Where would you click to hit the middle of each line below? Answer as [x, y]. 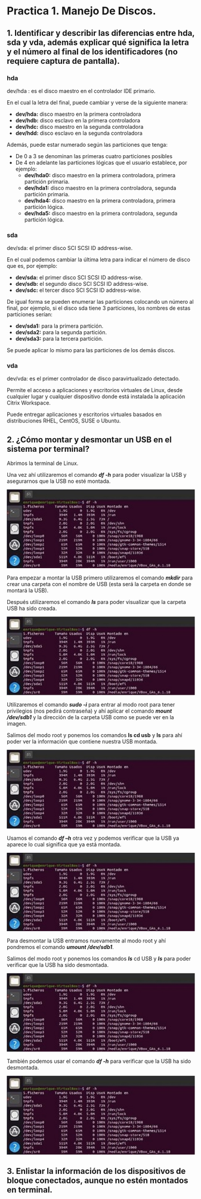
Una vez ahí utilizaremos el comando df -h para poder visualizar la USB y [97, 475]
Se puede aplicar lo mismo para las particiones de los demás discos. [91, 350]
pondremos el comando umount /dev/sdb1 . [60, 947]
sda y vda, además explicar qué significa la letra [98, 42]
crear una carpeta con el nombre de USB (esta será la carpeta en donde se [99, 584]
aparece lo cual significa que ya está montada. [64, 844]
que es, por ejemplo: [32, 266]
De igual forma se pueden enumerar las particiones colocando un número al [100, 302]
